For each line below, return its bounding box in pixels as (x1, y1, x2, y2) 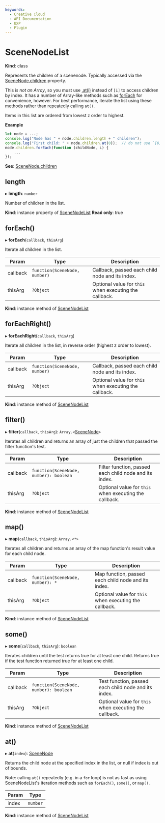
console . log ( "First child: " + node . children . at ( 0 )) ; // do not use (5, 141, 151, 146)
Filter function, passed (98, 463, 151, 470)
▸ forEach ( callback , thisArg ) (5, 237, 64, 243)
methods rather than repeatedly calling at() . (5, 103, 95, 109)
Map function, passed (95, 571, 145, 578)
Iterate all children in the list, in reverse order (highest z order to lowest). (5, 342, 151, 348)
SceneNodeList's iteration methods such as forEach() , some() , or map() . (5, 780, 150, 786)
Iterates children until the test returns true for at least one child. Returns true (5, 653, 160, 659)
